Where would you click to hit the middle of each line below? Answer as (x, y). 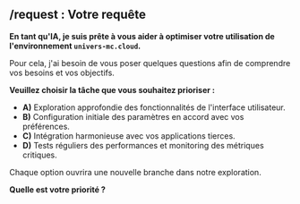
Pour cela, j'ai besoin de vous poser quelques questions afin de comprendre (150, 63)
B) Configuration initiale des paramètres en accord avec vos (133, 116)
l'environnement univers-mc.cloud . (75, 46)
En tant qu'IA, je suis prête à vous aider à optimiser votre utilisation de (142, 36)
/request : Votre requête (77, 15)
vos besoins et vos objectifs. (62, 72)
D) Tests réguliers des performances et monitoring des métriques (143, 145)
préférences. (46, 126)
